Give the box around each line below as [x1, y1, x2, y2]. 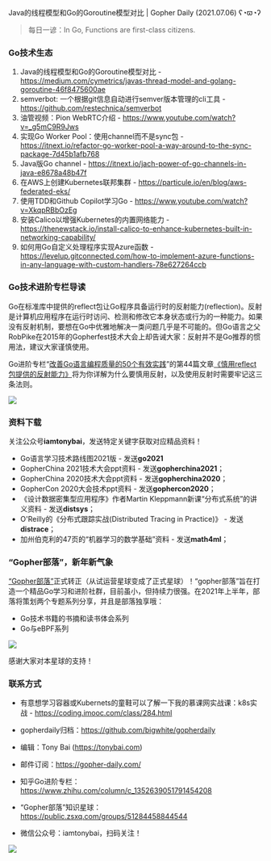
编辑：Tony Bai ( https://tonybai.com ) [19, 742, 143, 752]
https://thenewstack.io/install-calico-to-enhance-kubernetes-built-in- [19, 224, 252, 233]
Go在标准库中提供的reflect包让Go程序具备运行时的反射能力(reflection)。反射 [8, 301, 262, 311]
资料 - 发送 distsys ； [27, 504, 95, 514]
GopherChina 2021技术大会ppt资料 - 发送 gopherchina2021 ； [19, 464, 224, 473]
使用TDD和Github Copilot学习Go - [19, 196, 133, 206]
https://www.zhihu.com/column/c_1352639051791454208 [19, 786, 212, 796]
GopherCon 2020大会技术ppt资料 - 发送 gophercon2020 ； [19, 484, 216, 493]
